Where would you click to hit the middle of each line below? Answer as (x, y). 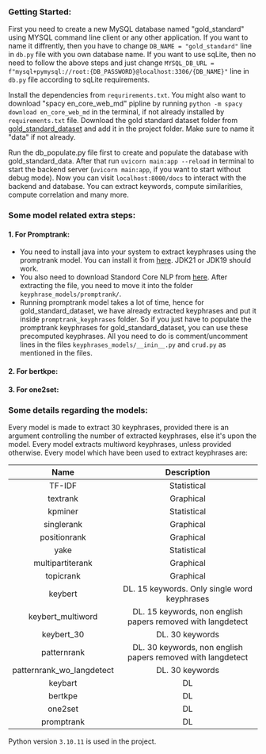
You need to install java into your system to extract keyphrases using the (138, 252)
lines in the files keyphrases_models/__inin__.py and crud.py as (123, 344)
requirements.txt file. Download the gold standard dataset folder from (123, 121)
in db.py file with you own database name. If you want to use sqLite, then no (132, 55)
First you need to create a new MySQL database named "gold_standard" (126, 29)
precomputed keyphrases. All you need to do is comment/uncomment (133, 337)
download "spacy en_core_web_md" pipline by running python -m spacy (125, 104)
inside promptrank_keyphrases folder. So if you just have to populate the (135, 319)
